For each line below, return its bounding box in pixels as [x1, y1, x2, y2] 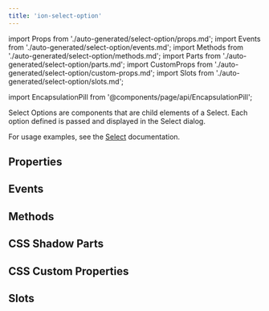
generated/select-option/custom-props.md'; [8, 68, 155, 77]
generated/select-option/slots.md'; [8, 76, 124, 86]
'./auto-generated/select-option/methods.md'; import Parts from [8, 51, 222, 60]
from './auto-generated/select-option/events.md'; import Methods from [8, 42, 243, 52]
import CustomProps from [127, 59, 213, 69]
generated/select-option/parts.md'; [8, 59, 126, 69]
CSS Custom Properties [8, 264, 129, 278]
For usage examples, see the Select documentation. [8, 132, 181, 141]
